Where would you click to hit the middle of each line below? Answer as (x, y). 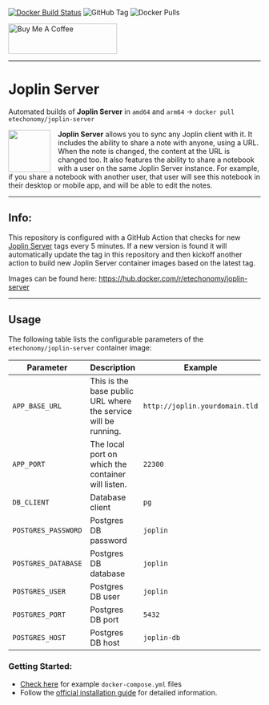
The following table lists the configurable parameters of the (106, 339)
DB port (104, 619)
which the (108, 464)
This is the (110, 381)
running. (106, 431)
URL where (111, 401)
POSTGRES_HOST (39, 637)
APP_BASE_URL (37, 406)
